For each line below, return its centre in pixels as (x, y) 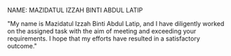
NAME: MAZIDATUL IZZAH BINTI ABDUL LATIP (75, 10)
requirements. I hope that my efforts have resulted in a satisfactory (104, 38)
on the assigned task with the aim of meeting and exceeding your (102, 31)
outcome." (22, 46)
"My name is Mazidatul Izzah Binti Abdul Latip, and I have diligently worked (116, 23)
